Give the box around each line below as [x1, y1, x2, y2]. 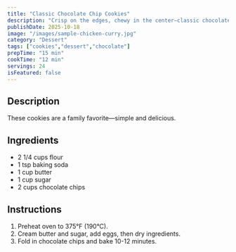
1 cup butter [17, 168, 53, 177]
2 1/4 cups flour [17, 153, 63, 162]
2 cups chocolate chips [17, 183, 86, 191]
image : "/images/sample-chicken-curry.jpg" [7, 30, 137, 37]
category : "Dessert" [7, 37, 68, 44]
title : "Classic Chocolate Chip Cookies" [7, 10, 131, 18]
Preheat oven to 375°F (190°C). [17, 222, 108, 230]
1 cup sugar [17, 175, 51, 184]
